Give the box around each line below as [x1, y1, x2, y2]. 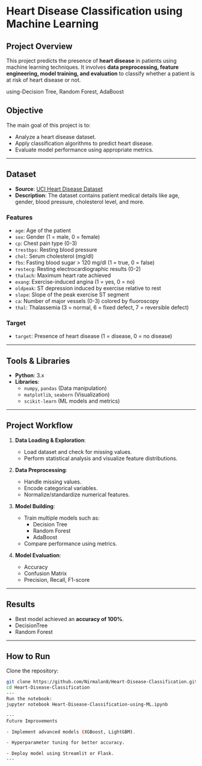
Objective [6, 106, 44, 116]
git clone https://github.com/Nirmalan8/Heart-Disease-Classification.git [6, 679, 198, 685]
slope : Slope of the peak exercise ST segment [14, 291, 129, 298]
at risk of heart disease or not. [6, 77, 81, 83]
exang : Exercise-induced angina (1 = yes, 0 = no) [14, 278, 135, 285]
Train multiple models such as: [23, 514, 100, 522]
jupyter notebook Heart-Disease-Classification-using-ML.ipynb [6, 701, 168, 707]
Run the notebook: [6, 696, 52, 702]
